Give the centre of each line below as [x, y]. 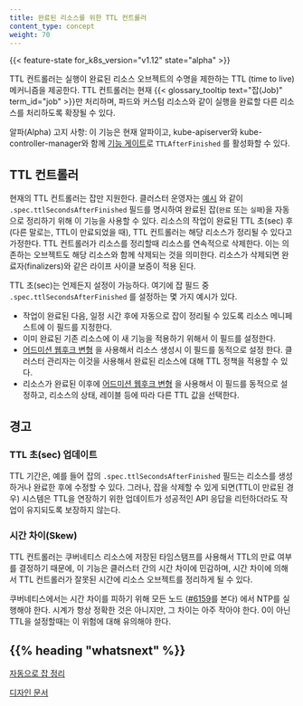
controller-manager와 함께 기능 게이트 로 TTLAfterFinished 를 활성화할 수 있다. [150, 143]
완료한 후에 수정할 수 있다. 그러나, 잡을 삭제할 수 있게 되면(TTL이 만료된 [159, 487]
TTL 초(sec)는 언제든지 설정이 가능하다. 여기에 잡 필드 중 [109, 285]
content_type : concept [52, 26]
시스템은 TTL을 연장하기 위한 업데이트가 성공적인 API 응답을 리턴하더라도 [150, 498]
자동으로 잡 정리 [38, 673]
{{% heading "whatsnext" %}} [98, 650]
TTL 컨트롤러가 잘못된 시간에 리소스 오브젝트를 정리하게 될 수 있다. [136, 579]
